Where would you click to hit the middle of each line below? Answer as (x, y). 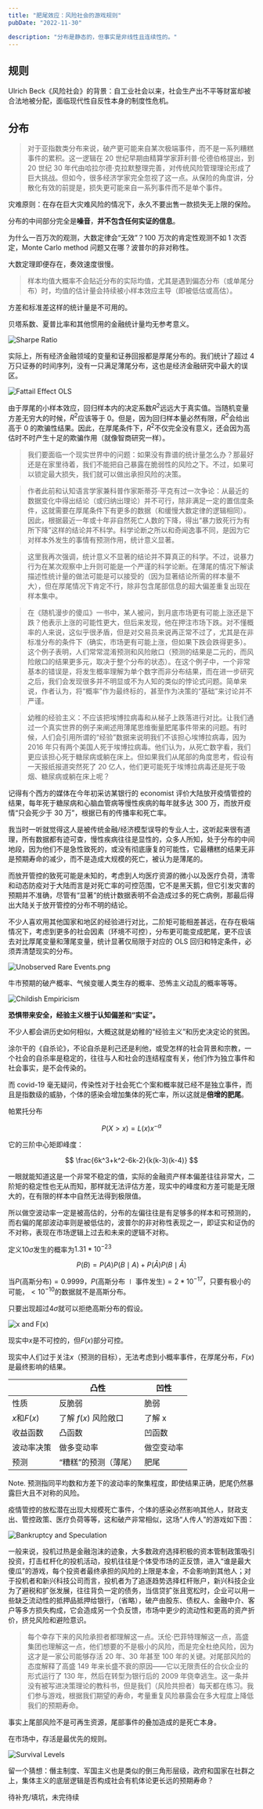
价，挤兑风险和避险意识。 (49, 1620)
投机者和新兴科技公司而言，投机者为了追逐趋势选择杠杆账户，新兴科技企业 (135, 1581)
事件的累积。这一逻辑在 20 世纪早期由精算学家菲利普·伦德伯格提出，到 (141, 158)
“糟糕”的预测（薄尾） (98, 1462)
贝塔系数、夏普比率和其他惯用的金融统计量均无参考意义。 (101, 324)
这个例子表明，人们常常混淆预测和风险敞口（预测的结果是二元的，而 (137, 652)
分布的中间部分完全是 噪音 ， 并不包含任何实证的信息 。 (94, 221)
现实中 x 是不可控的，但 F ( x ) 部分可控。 (68, 1340)
